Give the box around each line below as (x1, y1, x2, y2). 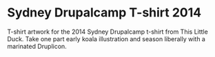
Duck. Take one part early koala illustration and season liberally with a (7, 34, 205, 43)
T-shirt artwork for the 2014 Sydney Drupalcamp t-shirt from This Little (7, 27, 208, 36)
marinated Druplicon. (7, 42, 67, 50)
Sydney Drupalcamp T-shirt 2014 (7, 5, 202, 21)
